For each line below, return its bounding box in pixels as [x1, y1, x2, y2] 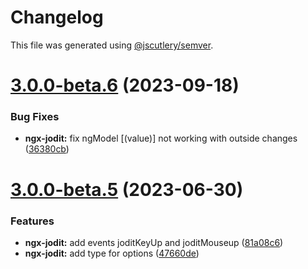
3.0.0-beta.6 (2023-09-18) [10, 74, 240, 97]
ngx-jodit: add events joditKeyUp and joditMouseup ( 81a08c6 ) [24, 236, 284, 248]
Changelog [10, 6, 104, 29]
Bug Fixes [10, 110, 60, 124]
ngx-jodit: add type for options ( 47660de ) [24, 247, 200, 259]
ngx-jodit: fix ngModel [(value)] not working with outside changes [24, 132, 298, 145]
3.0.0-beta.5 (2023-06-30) [10, 178, 244, 201]
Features [10, 214, 55, 228]
